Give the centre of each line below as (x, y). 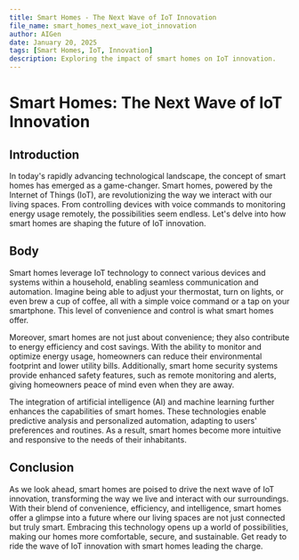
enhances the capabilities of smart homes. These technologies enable (138, 411)
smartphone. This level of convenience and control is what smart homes (141, 310)
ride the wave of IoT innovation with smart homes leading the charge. (136, 546)
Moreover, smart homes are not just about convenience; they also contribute (149, 337)
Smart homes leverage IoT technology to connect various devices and (137, 272)
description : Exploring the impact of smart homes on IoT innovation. (143, 59)
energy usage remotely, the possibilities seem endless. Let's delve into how (148, 214)
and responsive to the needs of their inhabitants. (98, 439)
